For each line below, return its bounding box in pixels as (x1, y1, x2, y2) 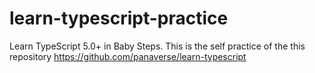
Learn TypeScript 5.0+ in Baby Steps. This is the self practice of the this (9, 40, 306, 52)
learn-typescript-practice (9, 7, 229, 30)
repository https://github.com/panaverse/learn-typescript (9, 50, 247, 62)
